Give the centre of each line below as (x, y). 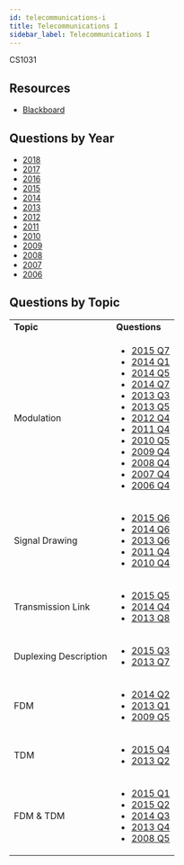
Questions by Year (62, 138)
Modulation (38, 417)
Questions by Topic (65, 303)
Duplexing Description (61, 655)
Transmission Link (52, 606)
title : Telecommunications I (64, 26)
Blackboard (44, 110)
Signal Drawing (46, 540)
